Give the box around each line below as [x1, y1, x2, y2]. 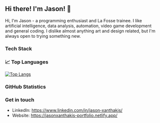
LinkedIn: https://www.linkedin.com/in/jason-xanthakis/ [12, 108, 123, 113]
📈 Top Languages [5, 59, 48, 65]
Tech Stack [5, 45, 32, 52]
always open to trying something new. [5, 33, 81, 39]
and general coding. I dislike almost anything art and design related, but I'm [5, 28, 156, 34]
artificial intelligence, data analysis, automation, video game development [5, 23, 152, 29]
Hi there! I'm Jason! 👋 [5, 5, 71, 13]
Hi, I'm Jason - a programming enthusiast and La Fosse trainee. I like [5, 17, 142, 23]
